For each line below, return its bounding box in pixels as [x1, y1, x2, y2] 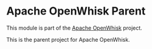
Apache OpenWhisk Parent [6, 4, 146, 18]
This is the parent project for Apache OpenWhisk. [6, 36, 130, 43]
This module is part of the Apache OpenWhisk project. [6, 24, 143, 31]
